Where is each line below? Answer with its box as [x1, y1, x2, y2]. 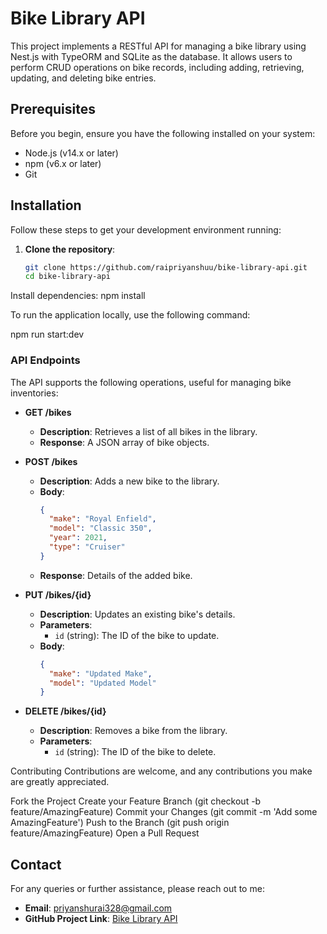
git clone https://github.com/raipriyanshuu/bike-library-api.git [24, 262, 308, 272]
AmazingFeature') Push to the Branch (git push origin [10, 817, 230, 829]
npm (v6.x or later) [24, 157, 102, 169]
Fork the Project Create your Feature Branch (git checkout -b [10, 795, 262, 807]
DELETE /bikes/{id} [24, 705, 107, 717]
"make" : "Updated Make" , [48, 668, 153, 679]
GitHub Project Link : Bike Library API [24, 913, 178, 925]
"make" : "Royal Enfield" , [48, 514, 157, 524]
